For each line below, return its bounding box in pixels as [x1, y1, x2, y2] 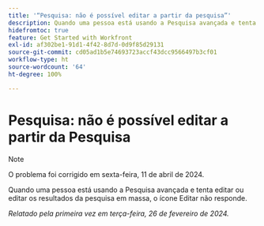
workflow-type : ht [8, 56, 69, 64]
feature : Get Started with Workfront [8, 33, 133, 42]
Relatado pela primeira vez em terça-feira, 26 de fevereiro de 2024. [8, 209, 229, 218]
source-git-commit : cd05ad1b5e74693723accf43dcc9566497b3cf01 [8, 48, 217, 56]
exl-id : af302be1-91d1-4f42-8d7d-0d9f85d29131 [8, 41, 164, 49]
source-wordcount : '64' [8, 63, 87, 71]
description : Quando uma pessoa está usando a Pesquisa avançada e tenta [8, 19, 257, 27]
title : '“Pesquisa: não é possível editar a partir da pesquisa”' [8, 11, 232, 20]
